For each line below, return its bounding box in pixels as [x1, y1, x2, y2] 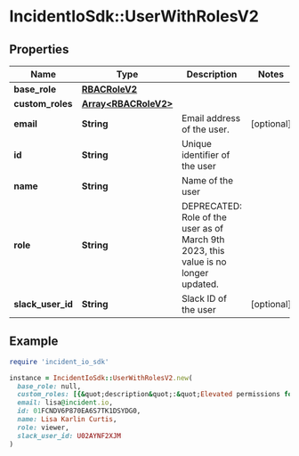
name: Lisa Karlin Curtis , [17, 415, 117, 424]
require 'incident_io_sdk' [9, 357, 109, 366]
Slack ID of [181, 292, 227, 305]
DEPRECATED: [181, 200, 243, 212]
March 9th [181, 233, 225, 246]
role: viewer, [17, 423, 69, 432]
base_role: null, [17, 381, 82, 391]
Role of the [181, 211, 227, 224]
